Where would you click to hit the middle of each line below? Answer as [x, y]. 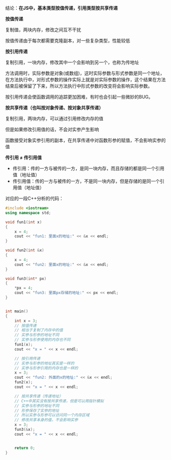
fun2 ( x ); [24, 382]
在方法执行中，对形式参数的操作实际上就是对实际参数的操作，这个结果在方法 [85, 79]
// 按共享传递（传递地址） [39, 396]
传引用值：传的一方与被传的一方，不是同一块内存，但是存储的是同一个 [86, 181]
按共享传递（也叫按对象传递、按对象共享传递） [54, 108]
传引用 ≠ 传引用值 [24, 157]
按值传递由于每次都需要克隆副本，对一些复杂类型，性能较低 [68, 41]
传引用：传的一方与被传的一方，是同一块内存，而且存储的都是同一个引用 [88, 168]
